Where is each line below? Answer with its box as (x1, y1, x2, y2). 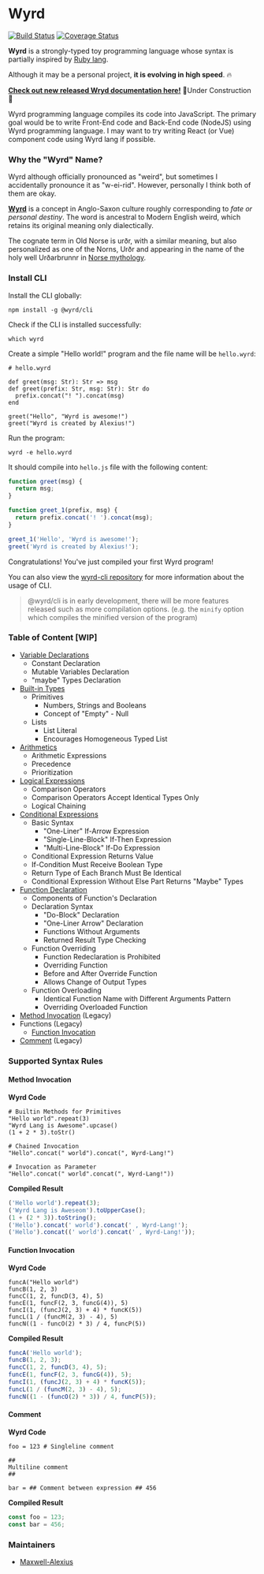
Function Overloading (31, 985, 102, 995)
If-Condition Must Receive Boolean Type (31, 859, 163, 869)
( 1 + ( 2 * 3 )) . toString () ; (8, 1213, 97, 1221)
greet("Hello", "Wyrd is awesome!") (8, 412, 128, 421)
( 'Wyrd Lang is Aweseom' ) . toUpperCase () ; (8, 1206, 147, 1214)
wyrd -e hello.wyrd (8, 448, 73, 456)
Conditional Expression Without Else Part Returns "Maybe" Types (31, 877, 244, 886)
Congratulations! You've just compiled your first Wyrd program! (8, 557, 214, 566)
